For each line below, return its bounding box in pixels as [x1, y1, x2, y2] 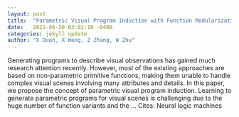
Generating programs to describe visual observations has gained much [7, 56, 216, 65]
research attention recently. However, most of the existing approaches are [7, 64, 225, 72]
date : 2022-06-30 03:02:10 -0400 [7, 23, 113, 30]
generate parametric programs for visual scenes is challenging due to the [7, 94, 223, 103]
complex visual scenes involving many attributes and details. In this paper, [7, 79, 225, 87]
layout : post [7, 10, 46, 18]
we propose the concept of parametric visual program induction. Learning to [7, 87, 232, 95]
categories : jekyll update [7, 30, 87, 38]
